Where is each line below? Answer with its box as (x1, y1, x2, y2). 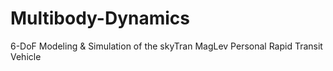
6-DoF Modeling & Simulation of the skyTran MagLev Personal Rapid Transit (10, 40, 323, 52)
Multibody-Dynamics (10, 7, 191, 30)
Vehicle (10, 50, 42, 62)
